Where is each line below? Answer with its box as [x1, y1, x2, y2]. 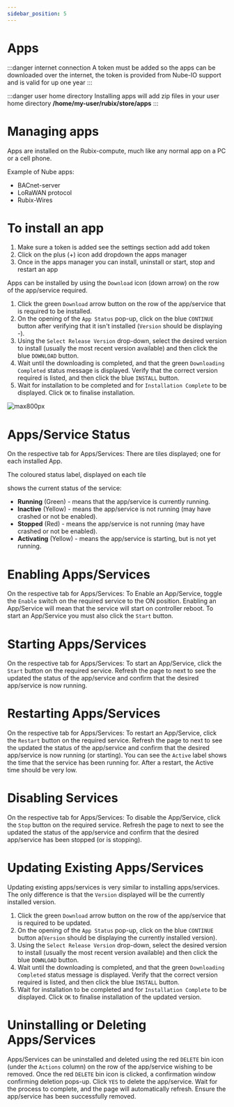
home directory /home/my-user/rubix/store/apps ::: [7, 99, 159, 107]
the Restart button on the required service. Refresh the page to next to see [7, 736, 223, 745]
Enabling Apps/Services [7, 566, 151, 582]
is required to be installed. [17, 307, 93, 316]
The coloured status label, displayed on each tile [7, 471, 146, 479]
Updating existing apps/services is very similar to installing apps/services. [7, 883, 220, 892]
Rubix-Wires [17, 196, 53, 204]
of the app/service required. [7, 287, 88, 295]
